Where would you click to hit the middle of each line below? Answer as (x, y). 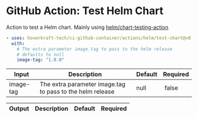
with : (18, 43)
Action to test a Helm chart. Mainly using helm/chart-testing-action (88, 27)
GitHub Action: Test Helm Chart (85, 11)
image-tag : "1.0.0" (41, 60)
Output (19, 109)
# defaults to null (41, 54)
